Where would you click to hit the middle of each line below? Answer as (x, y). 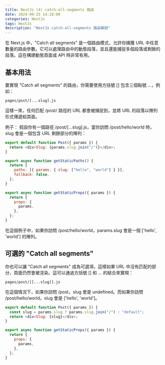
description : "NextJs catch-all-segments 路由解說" (58, 28)
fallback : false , (32, 175)
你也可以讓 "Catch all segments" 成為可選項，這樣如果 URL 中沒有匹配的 (79, 266)
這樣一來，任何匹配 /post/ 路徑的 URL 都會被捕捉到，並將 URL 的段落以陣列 (82, 110)
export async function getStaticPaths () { (49, 161)
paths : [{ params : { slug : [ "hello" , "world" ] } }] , (69, 170)
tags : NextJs (18, 23)
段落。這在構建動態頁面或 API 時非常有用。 (49, 55)
